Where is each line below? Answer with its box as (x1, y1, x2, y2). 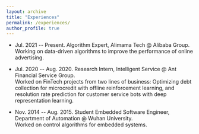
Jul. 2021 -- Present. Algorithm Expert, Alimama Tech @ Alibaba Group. (14, 42, 190, 49)
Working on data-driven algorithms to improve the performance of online (14, 48, 194, 55)
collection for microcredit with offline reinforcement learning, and (14, 84, 175, 92)
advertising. (14, 54, 45, 61)
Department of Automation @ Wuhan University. (14, 115, 133, 122)
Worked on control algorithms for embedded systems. (14, 121, 147, 128)
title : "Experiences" (6, 14, 60, 20)
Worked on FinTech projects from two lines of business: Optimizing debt (14, 78, 192, 85)
